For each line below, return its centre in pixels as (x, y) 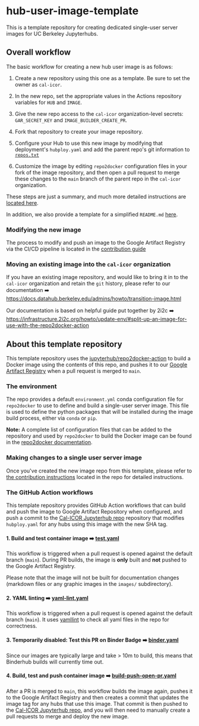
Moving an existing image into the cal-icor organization (89, 264)
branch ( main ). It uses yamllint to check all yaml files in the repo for (88, 620)
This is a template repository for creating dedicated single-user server (92, 27)
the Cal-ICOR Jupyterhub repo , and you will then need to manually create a (98, 710)
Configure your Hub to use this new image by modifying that (89, 143)
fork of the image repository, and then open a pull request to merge (97, 172)
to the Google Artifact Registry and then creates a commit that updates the (97, 697)
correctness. (22, 626)
